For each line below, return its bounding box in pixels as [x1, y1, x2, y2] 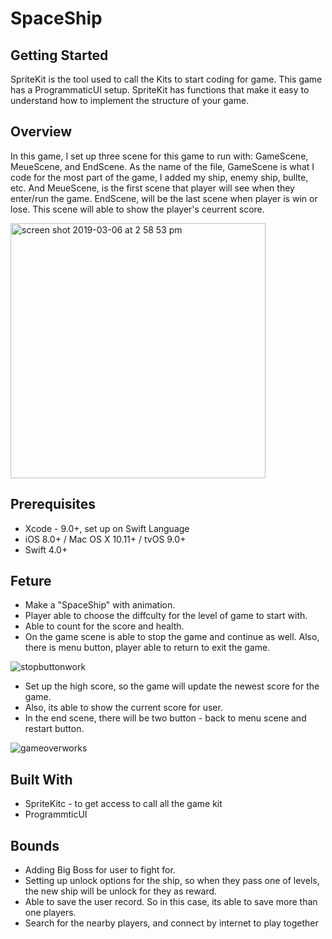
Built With [10, 771, 73, 788]
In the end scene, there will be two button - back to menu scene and [24, 712, 307, 724]
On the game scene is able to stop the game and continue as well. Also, [24, 631, 320, 643]
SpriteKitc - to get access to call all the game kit [24, 798, 223, 810]
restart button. [24, 723, 85, 735]
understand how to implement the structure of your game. [10, 95, 250, 106]
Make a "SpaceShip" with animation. [24, 599, 176, 611]
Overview [10, 123, 73, 141]
